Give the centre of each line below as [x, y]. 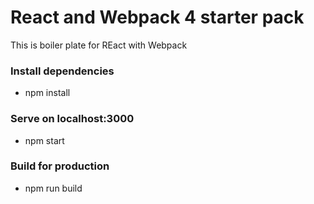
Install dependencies [62, 71]
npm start [44, 140]
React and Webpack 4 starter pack [157, 17]
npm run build [53, 188]
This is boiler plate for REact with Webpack [99, 45]
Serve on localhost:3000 [72, 119]
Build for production [60, 166]
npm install [47, 93]
